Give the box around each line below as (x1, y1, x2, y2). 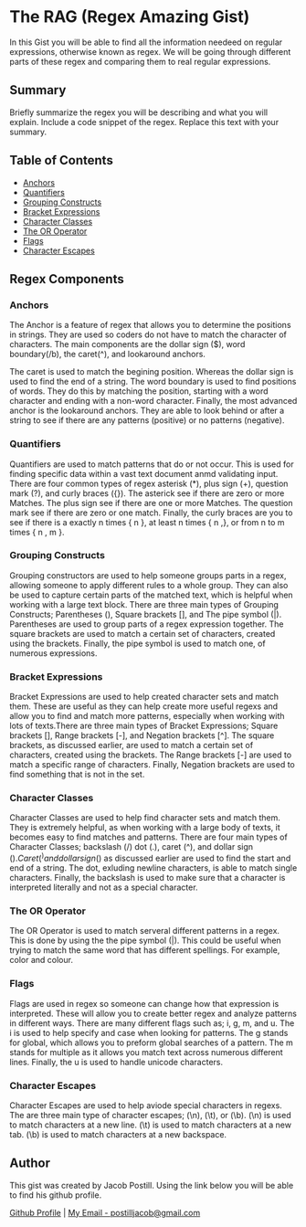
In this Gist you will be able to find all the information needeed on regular (9, 37, 283, 48)
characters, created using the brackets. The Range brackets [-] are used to (9, 749, 292, 760)
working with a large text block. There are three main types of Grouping (9, 598, 279, 609)
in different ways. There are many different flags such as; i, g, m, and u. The (9, 1017, 295, 1029)
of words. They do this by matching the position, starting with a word (9, 386, 269, 397)
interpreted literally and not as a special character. (9, 882, 198, 893)
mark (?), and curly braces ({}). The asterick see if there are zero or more (9, 487, 285, 499)
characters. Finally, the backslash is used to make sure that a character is (9, 873, 286, 883)
